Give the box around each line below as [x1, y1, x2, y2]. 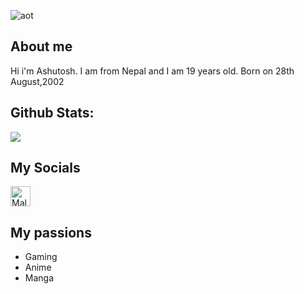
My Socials [10, 160, 81, 177]
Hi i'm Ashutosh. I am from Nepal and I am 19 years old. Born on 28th [10, 65, 295, 77]
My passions [10, 224, 92, 241]
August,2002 [10, 75, 65, 87]
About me [10, 38, 73, 55]
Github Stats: [10, 105, 95, 122]
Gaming [24, 251, 58, 263]
